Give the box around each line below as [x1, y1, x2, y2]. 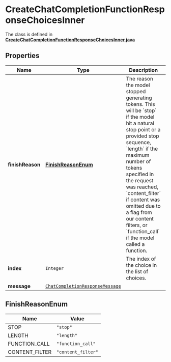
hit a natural [126, 120, 154, 127]
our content [126, 215, 154, 222]
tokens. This [126, 100, 155, 107]
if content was [126, 196, 160, 203]
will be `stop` [126, 107, 157, 114]
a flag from [126, 209, 152, 216]
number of [126, 158, 151, 165]
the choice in [126, 261, 157, 268]
